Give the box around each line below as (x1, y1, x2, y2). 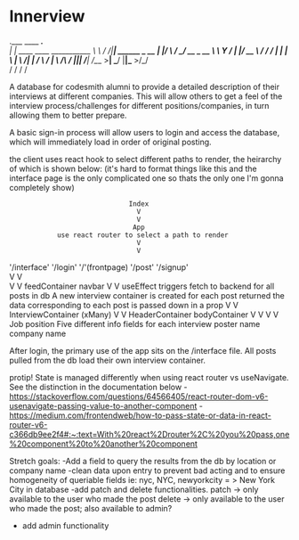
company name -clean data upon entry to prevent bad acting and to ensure (9, 465, 286, 476)
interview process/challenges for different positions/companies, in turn (9, 100, 270, 110)
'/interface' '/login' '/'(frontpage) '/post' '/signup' (9, 261, 189, 273)
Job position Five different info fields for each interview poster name (9, 318, 261, 329)
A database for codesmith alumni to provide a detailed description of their (9, 81, 280, 92)
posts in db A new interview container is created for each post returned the (9, 290, 285, 300)
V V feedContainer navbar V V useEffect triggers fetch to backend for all (9, 281, 275, 291)
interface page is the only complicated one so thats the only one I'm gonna (9, 172, 284, 184)
